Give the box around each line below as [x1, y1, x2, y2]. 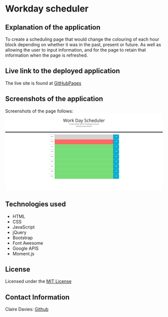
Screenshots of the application [5, 95, 103, 103]
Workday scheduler [5, 3, 89, 15]
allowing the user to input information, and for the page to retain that [5, 47, 146, 53]
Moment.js [12, 250, 34, 256]
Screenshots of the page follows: [5, 108, 73, 114]
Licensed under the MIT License [5, 278, 71, 284]
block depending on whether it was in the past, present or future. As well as [5, 42, 161, 48]
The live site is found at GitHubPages [5, 80, 81, 86]
